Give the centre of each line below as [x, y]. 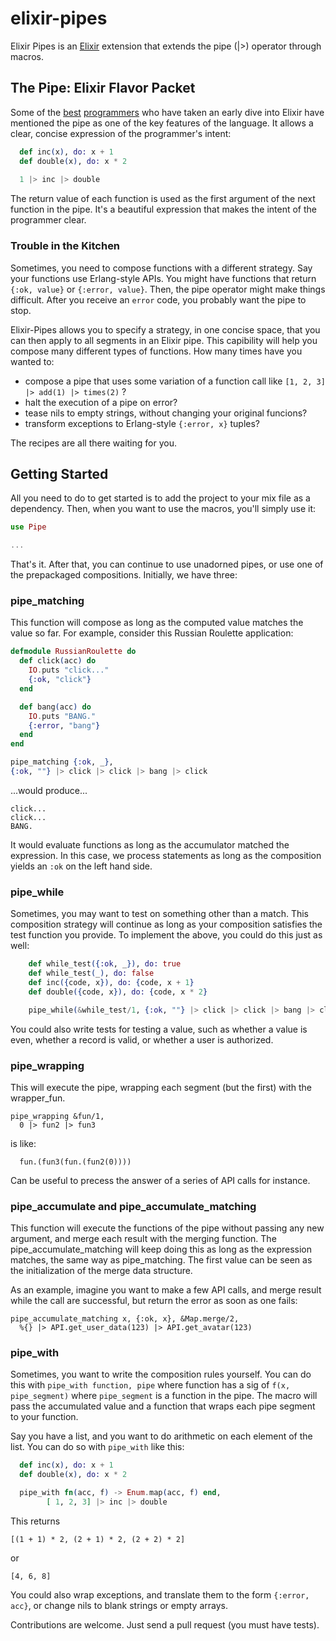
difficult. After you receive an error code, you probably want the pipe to [158, 299]
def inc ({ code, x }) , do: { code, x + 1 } [111, 982]
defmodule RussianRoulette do [73, 652]
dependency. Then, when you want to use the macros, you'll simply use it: [163, 509]
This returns [35, 1521]
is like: [23, 1143]
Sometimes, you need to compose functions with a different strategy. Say [161, 268]
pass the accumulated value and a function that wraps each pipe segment [163, 1406]
